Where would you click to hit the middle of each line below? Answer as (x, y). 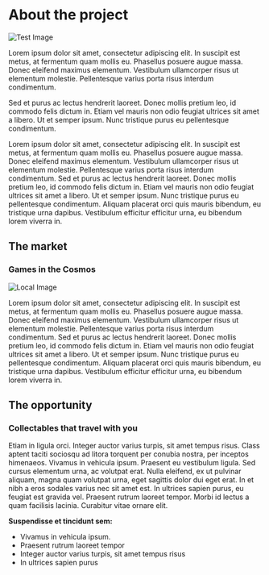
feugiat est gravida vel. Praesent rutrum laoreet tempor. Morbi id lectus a (129, 497)
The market (38, 246)
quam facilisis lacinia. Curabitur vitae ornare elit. (88, 506)
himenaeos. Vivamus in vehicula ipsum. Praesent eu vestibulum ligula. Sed (132, 463)
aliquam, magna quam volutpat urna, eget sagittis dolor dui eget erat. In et (131, 480)
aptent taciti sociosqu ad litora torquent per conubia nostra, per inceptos (129, 454)
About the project (68, 15)
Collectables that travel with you (73, 427)
